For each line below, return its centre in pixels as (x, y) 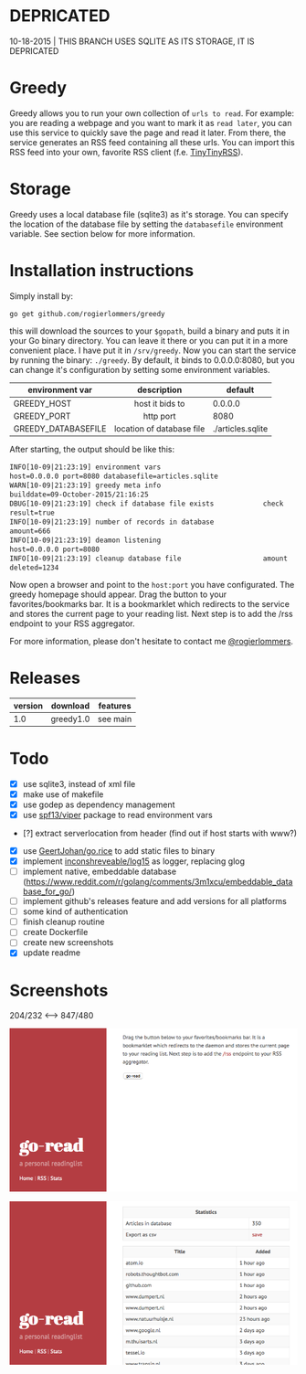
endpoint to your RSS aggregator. (72, 623)
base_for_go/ (47, 891)
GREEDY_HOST (42, 403)
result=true (32, 513)
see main (115, 719)
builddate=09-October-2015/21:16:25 (79, 495)
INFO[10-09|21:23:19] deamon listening (85, 540)
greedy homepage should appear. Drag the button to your (118, 594)
